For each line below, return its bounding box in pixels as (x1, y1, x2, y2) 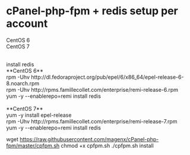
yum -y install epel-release (6, 111, 72, 119)
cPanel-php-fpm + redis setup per (6, 4, 178, 18)
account (6, 17, 48, 30)
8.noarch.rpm (6, 79, 40, 87)
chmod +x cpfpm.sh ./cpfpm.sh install (61, 142, 154, 149)
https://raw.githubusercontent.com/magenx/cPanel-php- (20, 135, 159, 142)
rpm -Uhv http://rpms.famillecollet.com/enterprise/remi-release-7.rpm (6, 117, 178, 125)
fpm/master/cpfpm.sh (6, 142, 60, 149)
